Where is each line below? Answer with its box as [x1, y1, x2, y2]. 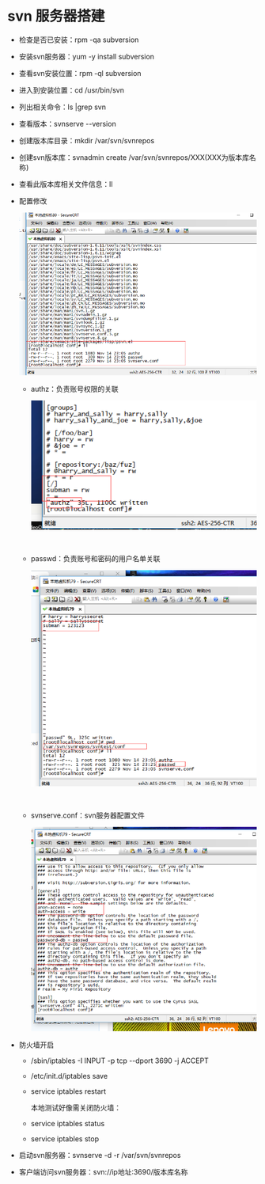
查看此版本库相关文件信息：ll [18, 179, 113, 188]
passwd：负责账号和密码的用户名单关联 [30, 554, 161, 564]
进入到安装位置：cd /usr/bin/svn [18, 85, 124, 95]
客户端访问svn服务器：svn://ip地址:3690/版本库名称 [18, 1167, 188, 1177]
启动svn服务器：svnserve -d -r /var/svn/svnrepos [18, 1151, 181, 1160]
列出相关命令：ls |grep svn [18, 102, 106, 112]
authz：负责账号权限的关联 [30, 385, 119, 394]
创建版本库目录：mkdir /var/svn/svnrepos [18, 135, 155, 145]
